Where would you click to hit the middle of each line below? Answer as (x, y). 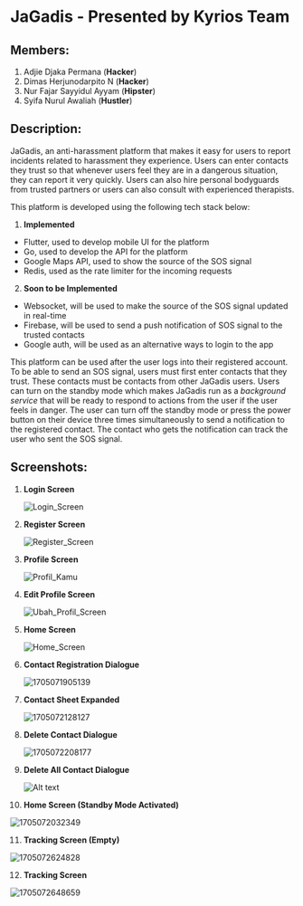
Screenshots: (49, 467)
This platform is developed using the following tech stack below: (130, 206)
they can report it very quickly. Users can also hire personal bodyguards (145, 179)
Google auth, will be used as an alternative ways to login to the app (148, 344)
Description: (46, 129)
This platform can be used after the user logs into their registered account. (149, 362)
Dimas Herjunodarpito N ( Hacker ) (86, 81)
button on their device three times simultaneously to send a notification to (148, 419)
